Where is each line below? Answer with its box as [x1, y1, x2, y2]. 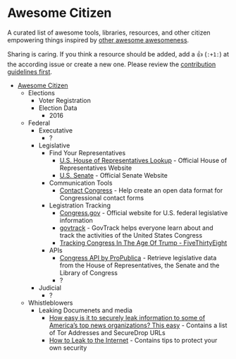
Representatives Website [59, 164, 132, 172]
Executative [38, 126, 73, 135]
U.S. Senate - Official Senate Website [59, 171, 168, 179]
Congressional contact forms [59, 193, 144, 202]
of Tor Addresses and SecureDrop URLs [49, 328, 166, 336]
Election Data [38, 104, 77, 112]
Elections [27, 88, 55, 97]
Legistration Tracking [49, 201, 111, 209]
